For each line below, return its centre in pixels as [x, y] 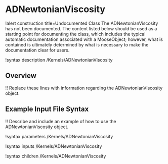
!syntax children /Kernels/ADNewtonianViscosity [56, 156]
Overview [21, 76]
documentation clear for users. [37, 50]
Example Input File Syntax [47, 109]
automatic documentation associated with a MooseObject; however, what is [84, 39]
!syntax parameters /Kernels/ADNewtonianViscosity [59, 136]
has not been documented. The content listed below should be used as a [81, 28]
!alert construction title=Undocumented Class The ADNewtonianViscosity [82, 23]
